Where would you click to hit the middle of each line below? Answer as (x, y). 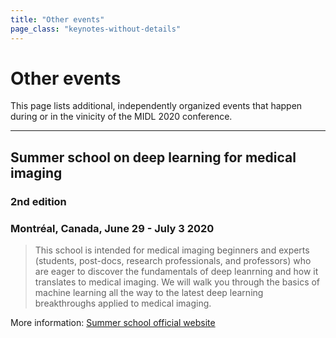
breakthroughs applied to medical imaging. (123, 303)
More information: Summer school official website (113, 323)
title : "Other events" (57, 19)
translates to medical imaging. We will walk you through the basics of (177, 282)
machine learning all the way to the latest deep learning (149, 293)
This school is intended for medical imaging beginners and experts (172, 250)
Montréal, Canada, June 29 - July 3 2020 (112, 228)
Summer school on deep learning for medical (153, 157)
